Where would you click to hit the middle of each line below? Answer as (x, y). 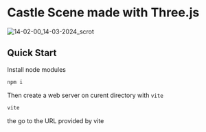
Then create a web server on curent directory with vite (85, 95)
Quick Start (32, 53)
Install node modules (37, 69)
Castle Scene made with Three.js (103, 13)
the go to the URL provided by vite (56, 120)
